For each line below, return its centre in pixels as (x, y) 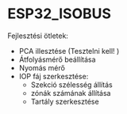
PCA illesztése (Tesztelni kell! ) (69, 51)
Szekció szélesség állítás (71, 85)
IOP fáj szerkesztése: (54, 76)
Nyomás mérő (42, 67)
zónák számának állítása (71, 93)
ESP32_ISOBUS (60, 14)
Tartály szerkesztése (65, 101)
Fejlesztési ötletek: (38, 36)
